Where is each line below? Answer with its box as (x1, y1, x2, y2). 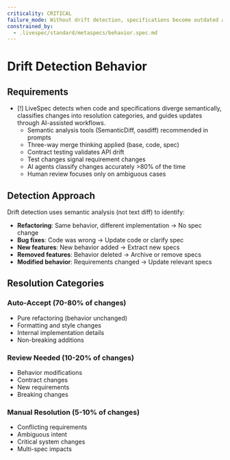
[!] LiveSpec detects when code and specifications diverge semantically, (16, 104, 222, 113)
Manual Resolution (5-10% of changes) (7, 407, 140, 417)
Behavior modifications (16, 369, 83, 377)
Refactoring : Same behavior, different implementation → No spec (16, 221, 202, 230)
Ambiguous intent (16, 430, 67, 439)
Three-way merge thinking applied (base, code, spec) (27, 141, 179, 149)
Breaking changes (16, 391, 68, 399)
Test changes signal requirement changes (27, 155, 146, 163)
